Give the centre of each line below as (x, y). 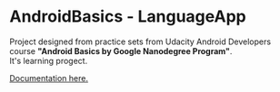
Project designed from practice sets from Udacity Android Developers (140, 41)
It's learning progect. (49, 60)
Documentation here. (49, 78)
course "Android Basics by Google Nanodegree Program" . (121, 51)
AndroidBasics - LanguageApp (128, 17)
